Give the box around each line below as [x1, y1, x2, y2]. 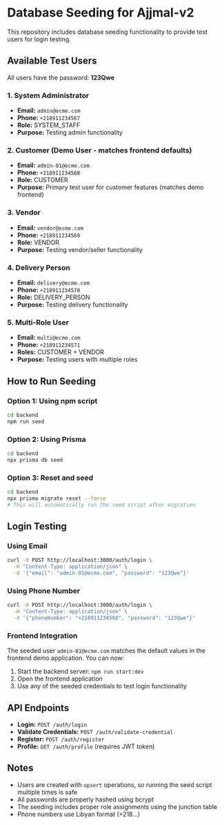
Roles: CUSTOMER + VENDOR [17, 348, 105, 356]
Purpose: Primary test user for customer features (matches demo [17, 183, 204, 191]
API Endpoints [7, 702, 70, 714]
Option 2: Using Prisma [7, 434, 86, 444]
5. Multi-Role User [7, 318, 69, 327]
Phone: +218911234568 [17, 168, 81, 177]
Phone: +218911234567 [17, 114, 81, 122]
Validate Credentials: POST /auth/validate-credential [17, 727, 174, 736]
